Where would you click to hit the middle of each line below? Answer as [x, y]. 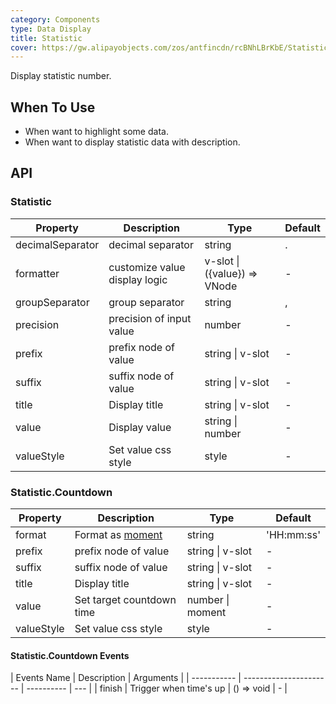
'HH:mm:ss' [293, 535]
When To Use [53, 107]
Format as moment [118, 535]
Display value [140, 427]
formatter [37, 273]
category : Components [55, 19]
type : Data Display [51, 29]
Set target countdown [125, 600]
